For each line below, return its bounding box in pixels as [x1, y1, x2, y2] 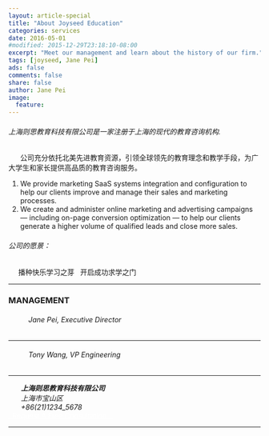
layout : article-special [8, 11, 91, 20]
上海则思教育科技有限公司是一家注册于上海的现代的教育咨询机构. [8, 126, 222, 136]
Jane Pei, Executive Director [28, 315, 122, 325]
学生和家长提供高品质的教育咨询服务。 [14, 163, 142, 173]
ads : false [8, 64, 45, 72]
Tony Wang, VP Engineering [28, 350, 122, 360]
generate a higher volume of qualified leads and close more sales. [19, 222, 239, 231]
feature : [15, 101, 45, 109]
